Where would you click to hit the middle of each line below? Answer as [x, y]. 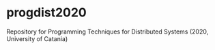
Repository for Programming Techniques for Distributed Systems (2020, [107, 32]
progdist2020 [46, 13]
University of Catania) [37, 38]
